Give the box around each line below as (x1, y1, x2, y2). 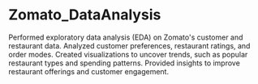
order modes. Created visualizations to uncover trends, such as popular (8, 49, 248, 59)
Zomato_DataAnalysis (8, 6, 161, 24)
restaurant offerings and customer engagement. (8, 66, 169, 76)
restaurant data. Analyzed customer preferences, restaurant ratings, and (8, 40, 251, 50)
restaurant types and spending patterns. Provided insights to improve (8, 58, 241, 68)
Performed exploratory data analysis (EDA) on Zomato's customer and (8, 32, 243, 42)
